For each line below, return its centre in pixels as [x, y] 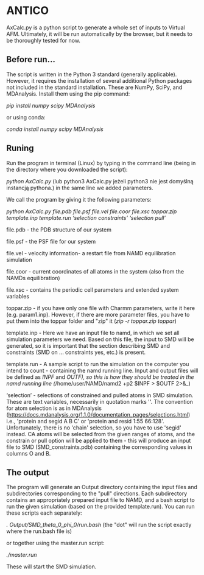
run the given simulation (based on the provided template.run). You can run [100, 507]
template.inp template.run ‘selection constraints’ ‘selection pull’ [86, 217]
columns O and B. [29, 453]
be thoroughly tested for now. [44, 40]
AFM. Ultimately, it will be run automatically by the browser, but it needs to [100, 34]
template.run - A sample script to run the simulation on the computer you [98, 364]
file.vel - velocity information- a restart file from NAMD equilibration [91, 253]
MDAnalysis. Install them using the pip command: [68, 93]
